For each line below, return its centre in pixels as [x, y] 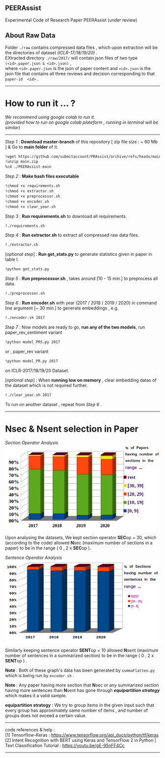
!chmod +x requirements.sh [33, 186]
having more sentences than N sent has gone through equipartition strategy [82, 690]
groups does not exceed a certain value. [46, 716]
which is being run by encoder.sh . [40, 675]
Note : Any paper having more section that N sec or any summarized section [82, 685]
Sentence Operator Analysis [34, 557]
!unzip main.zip [22, 162]
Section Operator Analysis [32, 443]
